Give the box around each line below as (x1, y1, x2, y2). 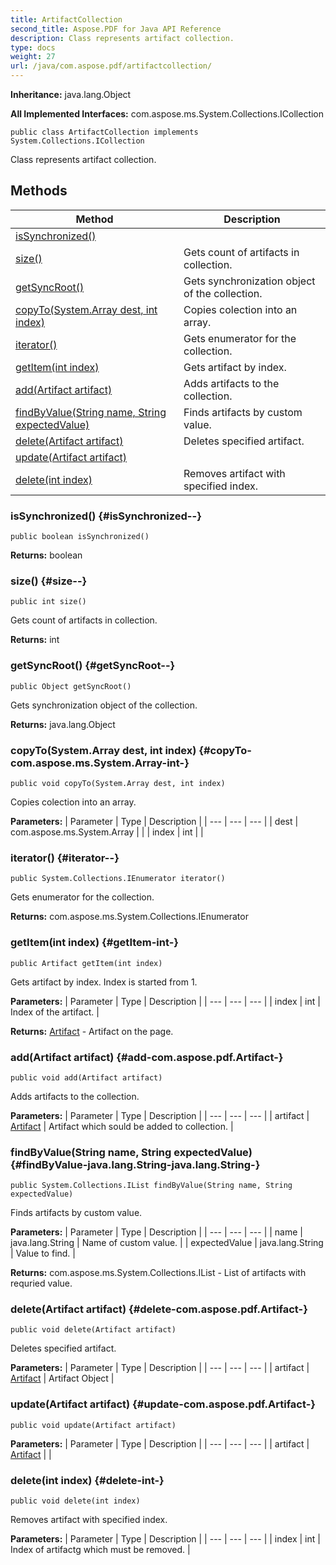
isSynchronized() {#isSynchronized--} (10, 509, 202, 523)
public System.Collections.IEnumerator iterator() (10, 874, 226, 884)
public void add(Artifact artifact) (10, 1072, 163, 1083)
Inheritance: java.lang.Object (10, 89, 132, 100)
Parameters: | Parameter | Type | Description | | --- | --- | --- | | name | (10, 1226, 303, 1238)
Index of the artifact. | (10, 1006, 100, 1018)
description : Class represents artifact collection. (10, 33, 235, 43)
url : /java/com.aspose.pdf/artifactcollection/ (10, 61, 213, 71)
